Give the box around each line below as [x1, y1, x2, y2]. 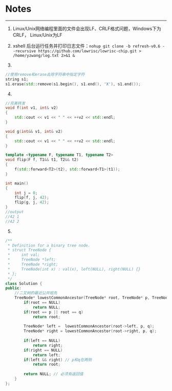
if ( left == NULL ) [24, 338, 60, 343]
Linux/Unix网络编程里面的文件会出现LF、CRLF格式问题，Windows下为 [12, 25, 161, 31]
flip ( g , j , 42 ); [14, 200, 50, 205]
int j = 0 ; [14, 190, 38, 195]
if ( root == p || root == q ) [24, 310, 83, 315]
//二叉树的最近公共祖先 [14, 291, 57, 296]
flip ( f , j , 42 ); [14, 195, 50, 200]
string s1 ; [5, 76, 29, 82]
